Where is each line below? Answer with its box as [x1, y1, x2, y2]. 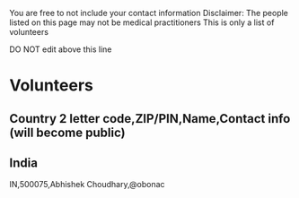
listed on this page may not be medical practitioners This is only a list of [9, 17, 275, 28]
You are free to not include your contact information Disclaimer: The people [9, 8, 289, 18]
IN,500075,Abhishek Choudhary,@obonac [9, 179, 165, 190]
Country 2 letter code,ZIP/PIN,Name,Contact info [9, 111, 291, 126]
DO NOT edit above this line [9, 44, 112, 55]
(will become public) [9, 125, 126, 140]
